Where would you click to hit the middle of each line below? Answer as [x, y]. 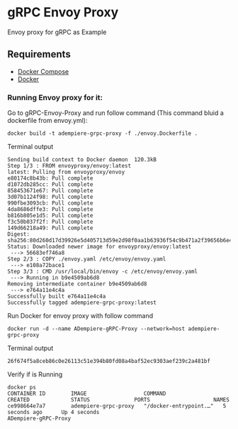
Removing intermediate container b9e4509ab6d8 [77, 284]
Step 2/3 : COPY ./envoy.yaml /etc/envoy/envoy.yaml [87, 259]
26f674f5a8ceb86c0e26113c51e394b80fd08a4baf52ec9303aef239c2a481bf [109, 362]
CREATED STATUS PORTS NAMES [119, 400]
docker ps [22, 388]
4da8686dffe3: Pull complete [50, 210]
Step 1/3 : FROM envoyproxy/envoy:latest [69, 166]
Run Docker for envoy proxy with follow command [80, 316]
